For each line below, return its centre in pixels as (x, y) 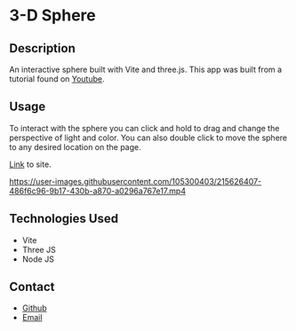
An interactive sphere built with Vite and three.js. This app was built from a (146, 69)
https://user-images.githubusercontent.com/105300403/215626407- (136, 181)
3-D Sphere (52, 16)
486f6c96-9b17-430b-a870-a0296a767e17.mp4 (98, 191)
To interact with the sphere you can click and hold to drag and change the (144, 128)
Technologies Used (64, 219)
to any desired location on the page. (76, 146)
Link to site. (30, 164)
